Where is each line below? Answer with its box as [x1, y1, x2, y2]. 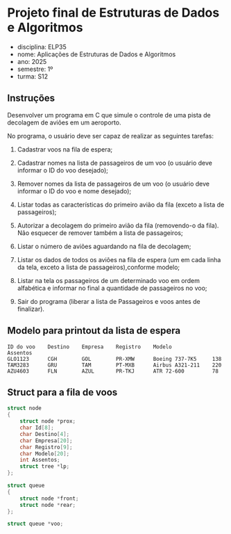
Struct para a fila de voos [7, 386, 118, 398]
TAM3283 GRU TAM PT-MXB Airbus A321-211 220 [7, 362, 222, 369]
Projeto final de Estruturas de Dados [7, 5, 220, 21]
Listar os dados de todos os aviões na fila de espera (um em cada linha [17, 255, 221, 264]
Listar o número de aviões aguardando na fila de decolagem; [17, 242, 191, 250]
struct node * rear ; [19, 501, 76, 508]
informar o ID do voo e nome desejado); [17, 186, 132, 195]
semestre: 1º [17, 65, 53, 73]
